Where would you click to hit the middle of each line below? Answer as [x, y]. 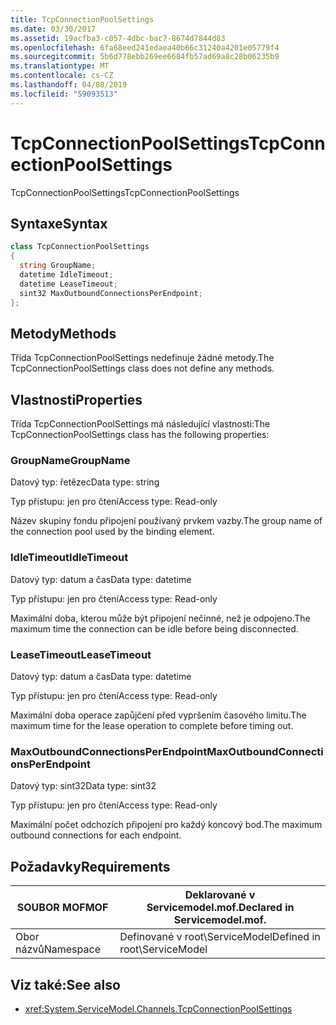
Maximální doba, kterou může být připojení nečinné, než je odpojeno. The [160, 618]
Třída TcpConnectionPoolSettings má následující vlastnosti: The [140, 424]
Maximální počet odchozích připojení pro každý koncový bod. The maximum [166, 825]
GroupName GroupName [70, 461]
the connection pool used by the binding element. [112, 532]
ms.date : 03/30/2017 [53, 29]
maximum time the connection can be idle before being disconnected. [154, 628]
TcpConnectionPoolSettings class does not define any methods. [142, 368]
